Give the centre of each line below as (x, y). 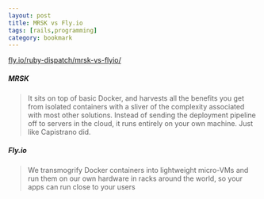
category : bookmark (40, 38)
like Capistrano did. (59, 132)
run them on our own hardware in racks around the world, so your (135, 178)
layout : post (30, 15)
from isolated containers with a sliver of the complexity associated (136, 107)
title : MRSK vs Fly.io (46, 23)
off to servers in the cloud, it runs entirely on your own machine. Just (140, 124)
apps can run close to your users (82, 187)
